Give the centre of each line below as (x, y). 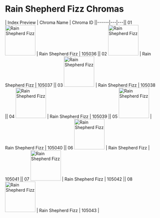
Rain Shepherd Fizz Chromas (64, 9)
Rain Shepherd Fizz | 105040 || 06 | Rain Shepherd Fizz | (77, 147)
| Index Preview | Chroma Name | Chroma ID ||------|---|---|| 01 (69, 22)
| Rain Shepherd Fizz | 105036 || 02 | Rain (94, 54)
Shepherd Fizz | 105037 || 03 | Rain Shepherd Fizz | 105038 (80, 85)
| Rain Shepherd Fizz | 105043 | (68, 210)
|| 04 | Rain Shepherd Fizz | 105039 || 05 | (78, 116)
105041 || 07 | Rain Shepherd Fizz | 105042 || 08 (69, 179)
